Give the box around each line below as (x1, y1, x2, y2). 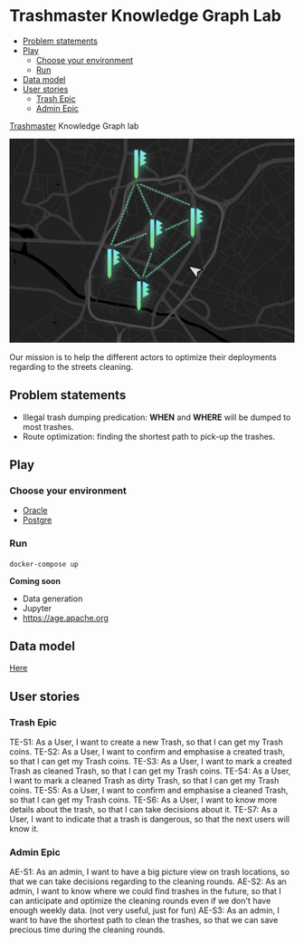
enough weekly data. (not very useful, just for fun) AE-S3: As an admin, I (9, 905, 280, 916)
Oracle (22, 505, 48, 516)
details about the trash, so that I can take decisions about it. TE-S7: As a (9, 804, 278, 815)
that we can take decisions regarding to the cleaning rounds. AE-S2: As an (9, 876, 287, 887)
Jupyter (22, 602, 52, 613)
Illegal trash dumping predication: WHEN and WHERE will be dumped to (22, 412, 291, 423)
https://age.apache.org (22, 612, 109, 623)
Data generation (22, 593, 83, 604)
